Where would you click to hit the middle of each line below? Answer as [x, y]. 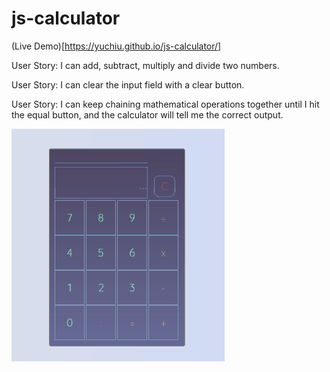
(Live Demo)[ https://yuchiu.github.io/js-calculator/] [116, 46]
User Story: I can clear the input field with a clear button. [128, 84]
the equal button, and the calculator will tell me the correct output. [147, 114]
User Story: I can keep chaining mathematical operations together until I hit [165, 104]
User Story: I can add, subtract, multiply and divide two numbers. [145, 65]
